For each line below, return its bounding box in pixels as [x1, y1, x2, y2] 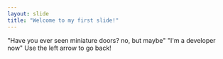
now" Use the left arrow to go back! [7, 44, 111, 52]
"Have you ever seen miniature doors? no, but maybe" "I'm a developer [7, 36, 216, 44]
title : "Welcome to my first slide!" [7, 17, 119, 24]
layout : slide [7, 10, 50, 18]
